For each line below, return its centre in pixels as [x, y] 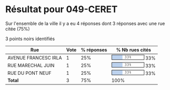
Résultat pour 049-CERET [61, 9]
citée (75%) [18, 28]
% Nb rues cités [133, 50]
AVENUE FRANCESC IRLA [35, 57]
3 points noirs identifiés [30, 39]
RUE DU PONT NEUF [29, 73]
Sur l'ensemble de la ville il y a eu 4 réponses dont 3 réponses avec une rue [85, 23]
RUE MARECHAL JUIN [31, 65]
